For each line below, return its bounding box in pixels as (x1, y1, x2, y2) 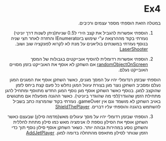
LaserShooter (119, 46, 148, 52)
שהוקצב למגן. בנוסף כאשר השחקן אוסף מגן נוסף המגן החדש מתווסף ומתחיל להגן (5, 87, 161, 93)
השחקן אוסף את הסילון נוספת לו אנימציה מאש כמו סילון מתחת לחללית (13, 119, 148, 125)
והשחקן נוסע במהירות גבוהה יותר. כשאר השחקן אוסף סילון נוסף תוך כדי (11, 124, 148, 130)
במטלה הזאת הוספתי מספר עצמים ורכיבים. (78, 20, 161, 26)
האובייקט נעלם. (118, 67, 148, 73)
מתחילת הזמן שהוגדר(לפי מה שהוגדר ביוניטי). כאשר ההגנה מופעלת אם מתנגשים (6, 93, 161, 99)
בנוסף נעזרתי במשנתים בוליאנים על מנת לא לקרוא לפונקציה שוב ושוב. (15, 40, 148, 46)
